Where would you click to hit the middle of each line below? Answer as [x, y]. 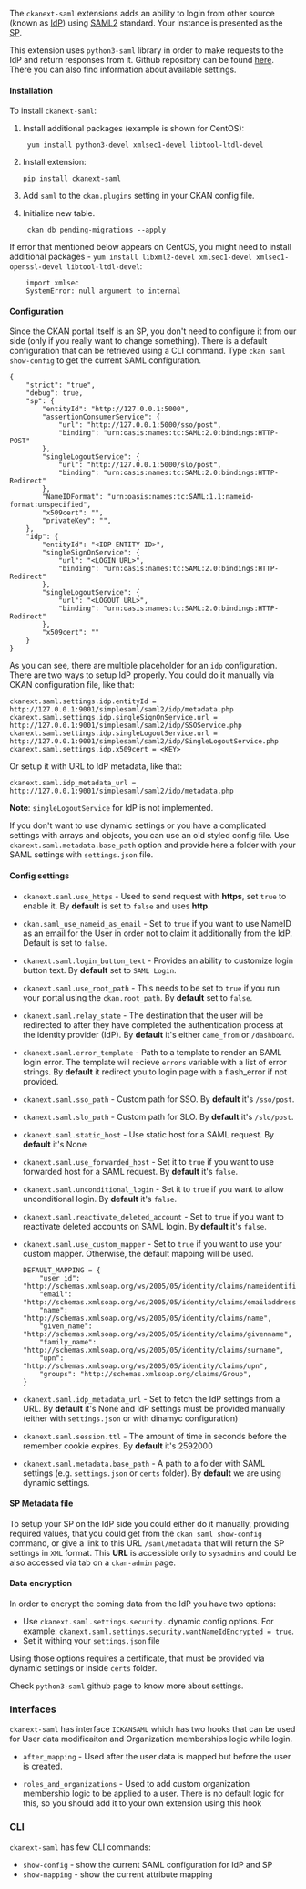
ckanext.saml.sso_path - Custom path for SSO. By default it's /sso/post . [158, 1099]
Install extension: [54, 162]
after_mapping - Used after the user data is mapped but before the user [157, 1757]
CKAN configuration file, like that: [72, 685]
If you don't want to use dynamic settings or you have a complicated [138, 825]
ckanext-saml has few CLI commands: [81, 1847]
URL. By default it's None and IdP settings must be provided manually [154, 1408]
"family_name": [68, 1342]
